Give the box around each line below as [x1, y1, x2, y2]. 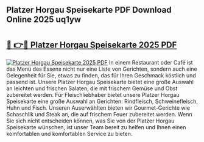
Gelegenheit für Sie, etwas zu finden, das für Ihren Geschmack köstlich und [6, 72, 196, 79]
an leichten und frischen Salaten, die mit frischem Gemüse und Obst [6, 85, 178, 92]
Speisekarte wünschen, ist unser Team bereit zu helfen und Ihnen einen [6, 124, 186, 130]
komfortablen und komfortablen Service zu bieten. [6, 130, 133, 137]
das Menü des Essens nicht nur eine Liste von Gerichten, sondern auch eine [6, 65, 198, 73]
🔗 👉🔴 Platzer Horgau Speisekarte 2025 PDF [6, 40, 177, 50]
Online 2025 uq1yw [6, 15, 81, 25]
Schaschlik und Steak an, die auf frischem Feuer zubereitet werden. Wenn [6, 111, 193, 118]
